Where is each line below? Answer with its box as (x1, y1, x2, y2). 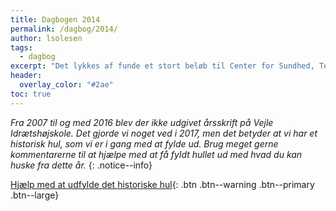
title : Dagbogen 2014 (10, 14, 101, 25)
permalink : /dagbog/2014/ (10, 24, 118, 34)
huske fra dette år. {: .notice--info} (10, 159, 153, 171)
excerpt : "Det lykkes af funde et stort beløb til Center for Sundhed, (10, 61, 315, 71)
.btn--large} (10, 189, 60, 201)
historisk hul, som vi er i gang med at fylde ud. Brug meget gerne (10, 137, 279, 150)
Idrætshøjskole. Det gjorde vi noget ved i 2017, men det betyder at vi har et (10, 127, 318, 139)
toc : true (10, 89, 52, 99)
